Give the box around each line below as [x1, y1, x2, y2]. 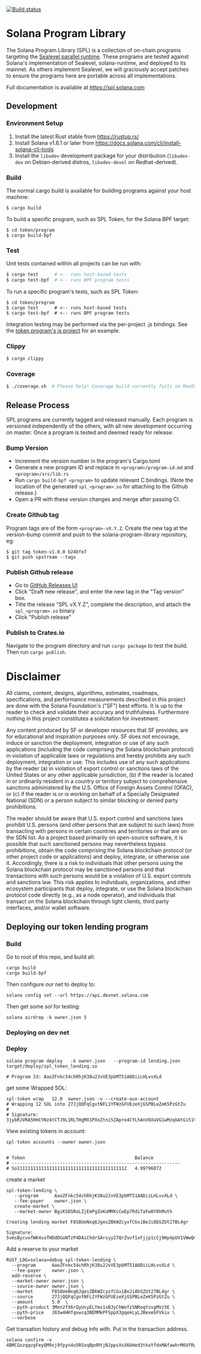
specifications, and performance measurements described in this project [6, 696, 186, 703]
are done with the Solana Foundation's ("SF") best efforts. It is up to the [6, 702, 183, 709]
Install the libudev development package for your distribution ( [14, 152, 169, 159]
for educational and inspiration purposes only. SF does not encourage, [6, 733, 180, 740]
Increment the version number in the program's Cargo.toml [14, 457, 160, 465]
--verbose [11, 1315, 36, 1321]
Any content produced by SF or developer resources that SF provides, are [6, 727, 188, 734]
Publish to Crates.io [6, 628, 65, 637]
